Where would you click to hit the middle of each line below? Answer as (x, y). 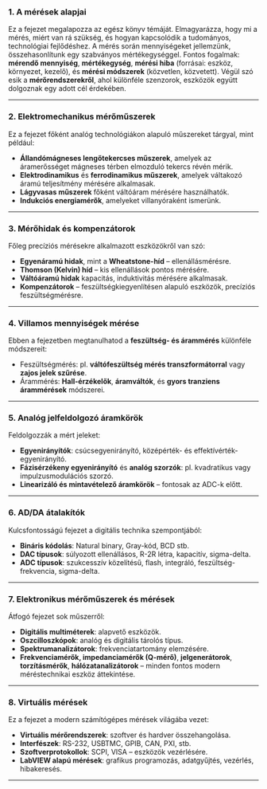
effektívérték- (216, 451)
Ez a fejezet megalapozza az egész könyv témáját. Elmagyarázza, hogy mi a (133, 29)
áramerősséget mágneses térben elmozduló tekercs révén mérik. (126, 167)
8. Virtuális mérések (48, 702)
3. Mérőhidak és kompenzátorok (72, 228)
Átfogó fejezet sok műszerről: (56, 617)
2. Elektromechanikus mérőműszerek (82, 116)
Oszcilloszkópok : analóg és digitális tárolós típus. (101, 641)
